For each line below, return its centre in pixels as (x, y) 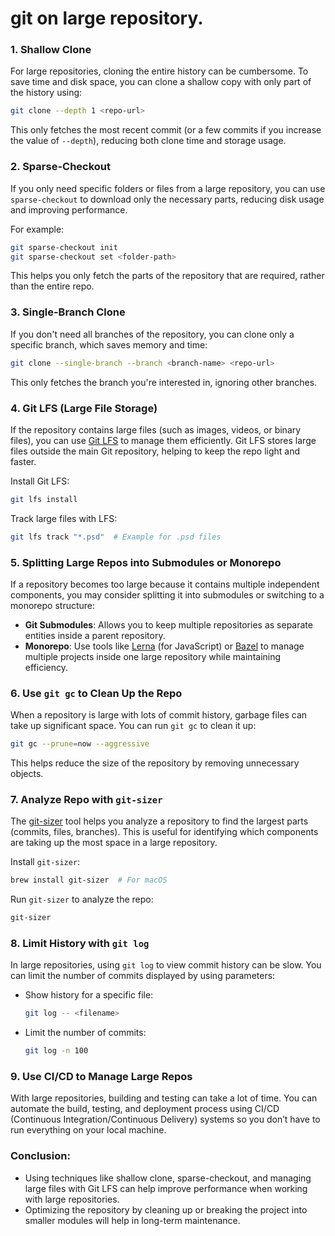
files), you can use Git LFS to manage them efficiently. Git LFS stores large (163, 440)
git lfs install (44, 499)
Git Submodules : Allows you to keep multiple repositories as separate (168, 624)
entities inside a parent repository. (95, 635)
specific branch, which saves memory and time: (109, 344)
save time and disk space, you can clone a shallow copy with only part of (161, 82)
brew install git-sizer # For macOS (89, 880)
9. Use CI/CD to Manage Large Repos (101, 1077)
